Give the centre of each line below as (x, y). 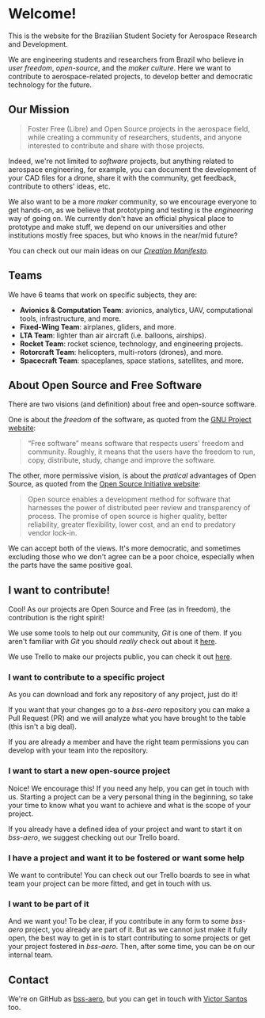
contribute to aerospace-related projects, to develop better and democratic (131, 76)
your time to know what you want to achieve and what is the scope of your (130, 805)
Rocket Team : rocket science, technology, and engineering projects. (131, 343)
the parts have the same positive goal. (70, 565)
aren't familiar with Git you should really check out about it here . (113, 642)
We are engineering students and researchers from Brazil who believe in (126, 59)
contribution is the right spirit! (57, 618)
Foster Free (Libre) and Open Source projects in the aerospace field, (139, 128)
